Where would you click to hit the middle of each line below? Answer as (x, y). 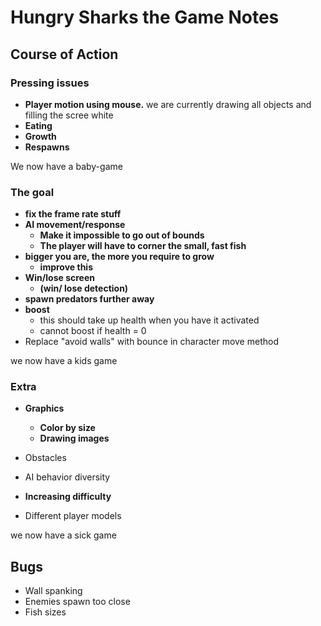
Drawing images (74, 438)
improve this (66, 267)
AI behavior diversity (67, 477)
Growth (40, 136)
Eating (38, 125)
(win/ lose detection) (84, 288)
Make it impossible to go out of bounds (122, 235)
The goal (32, 192)
